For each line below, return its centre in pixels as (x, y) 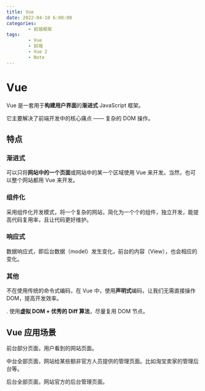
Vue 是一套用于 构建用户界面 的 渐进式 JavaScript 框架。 (75, 105)
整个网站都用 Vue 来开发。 (45, 180)
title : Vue (20, 12)
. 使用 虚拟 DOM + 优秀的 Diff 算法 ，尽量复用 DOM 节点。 (77, 311)
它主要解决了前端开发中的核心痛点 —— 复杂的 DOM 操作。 (80, 118)
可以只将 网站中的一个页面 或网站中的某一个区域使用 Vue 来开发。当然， (95, 173)
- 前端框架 (40, 29)
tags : (13, 35)
